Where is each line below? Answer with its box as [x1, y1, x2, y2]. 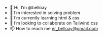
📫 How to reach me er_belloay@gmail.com [9, 26, 98, 31]
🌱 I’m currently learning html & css [9, 15, 80, 20]
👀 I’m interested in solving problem [9, 10, 80, 16]
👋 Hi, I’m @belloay [9, 5, 47, 10]
